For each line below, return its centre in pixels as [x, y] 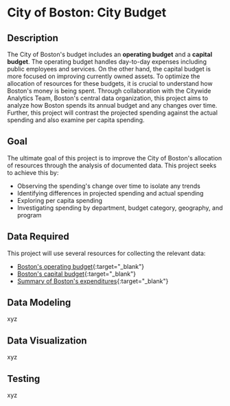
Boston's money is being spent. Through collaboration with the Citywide [109, 91]
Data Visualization [47, 341]
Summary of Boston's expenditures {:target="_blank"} [93, 281]
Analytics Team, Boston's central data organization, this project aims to [107, 98]
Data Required [38, 237]
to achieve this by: [33, 172]
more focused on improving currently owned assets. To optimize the [104, 76]
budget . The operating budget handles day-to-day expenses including [107, 62]
